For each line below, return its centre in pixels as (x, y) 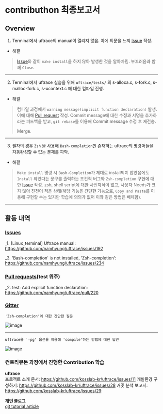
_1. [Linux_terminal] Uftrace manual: (41, 243)
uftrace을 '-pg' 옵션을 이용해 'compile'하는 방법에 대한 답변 (62, 340)
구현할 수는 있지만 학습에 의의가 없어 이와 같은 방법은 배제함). (84, 197)
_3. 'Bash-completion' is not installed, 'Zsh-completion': (61, 258)
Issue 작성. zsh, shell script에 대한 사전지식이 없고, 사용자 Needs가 (86, 185)
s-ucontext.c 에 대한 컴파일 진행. (73, 89)
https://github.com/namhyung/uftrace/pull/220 (52, 293)
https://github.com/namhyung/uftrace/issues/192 (54, 248)
